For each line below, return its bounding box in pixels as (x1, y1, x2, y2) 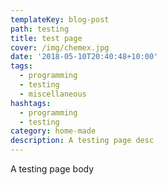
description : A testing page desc (10, 136, 155, 146)
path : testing (10, 24, 70, 34)
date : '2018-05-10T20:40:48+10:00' (10, 52, 159, 62)
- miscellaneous (19, 89, 87, 99)
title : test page (10, 33, 83, 43)
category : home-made (10, 126, 97, 136)
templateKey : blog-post (10, 14, 110, 25)
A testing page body (10, 163, 95, 175)
